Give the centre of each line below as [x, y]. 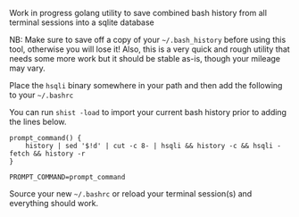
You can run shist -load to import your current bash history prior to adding [148, 112]
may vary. [28, 68]
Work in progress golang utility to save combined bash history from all [138, 13]
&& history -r [59, 154]
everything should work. [54, 203]
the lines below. [38, 121]
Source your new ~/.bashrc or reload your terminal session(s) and [131, 194]
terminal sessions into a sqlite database [82, 22]
